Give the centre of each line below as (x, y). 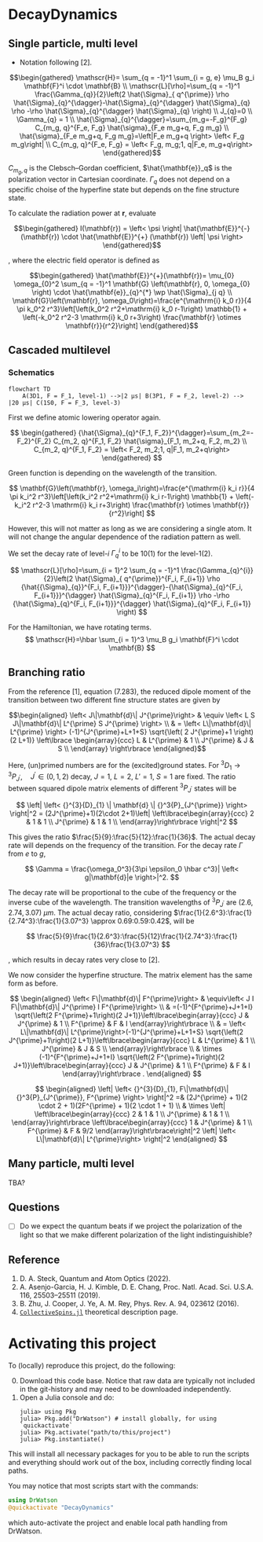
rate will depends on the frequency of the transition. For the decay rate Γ (126, 846)
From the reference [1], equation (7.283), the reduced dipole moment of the (130, 691)
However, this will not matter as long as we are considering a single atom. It (130, 528)
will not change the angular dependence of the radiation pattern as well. (124, 537)
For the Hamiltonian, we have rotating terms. (80, 627)
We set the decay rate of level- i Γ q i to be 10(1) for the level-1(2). (111, 553)
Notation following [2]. (56, 62)
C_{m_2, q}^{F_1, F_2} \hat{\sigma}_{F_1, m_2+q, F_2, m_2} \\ (150, 441)
